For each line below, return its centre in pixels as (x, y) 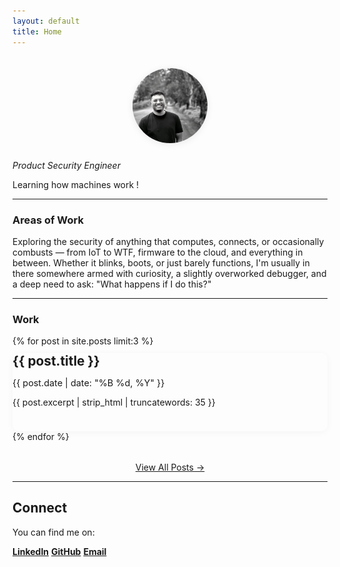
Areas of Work (48, 220)
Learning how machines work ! (76, 184)
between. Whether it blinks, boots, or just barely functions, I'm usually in (161, 262)
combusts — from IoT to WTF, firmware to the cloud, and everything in (158, 252)
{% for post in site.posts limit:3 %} (83, 341)
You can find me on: (53, 532)
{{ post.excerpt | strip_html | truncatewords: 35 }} (114, 402)
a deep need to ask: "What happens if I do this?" (112, 284)
